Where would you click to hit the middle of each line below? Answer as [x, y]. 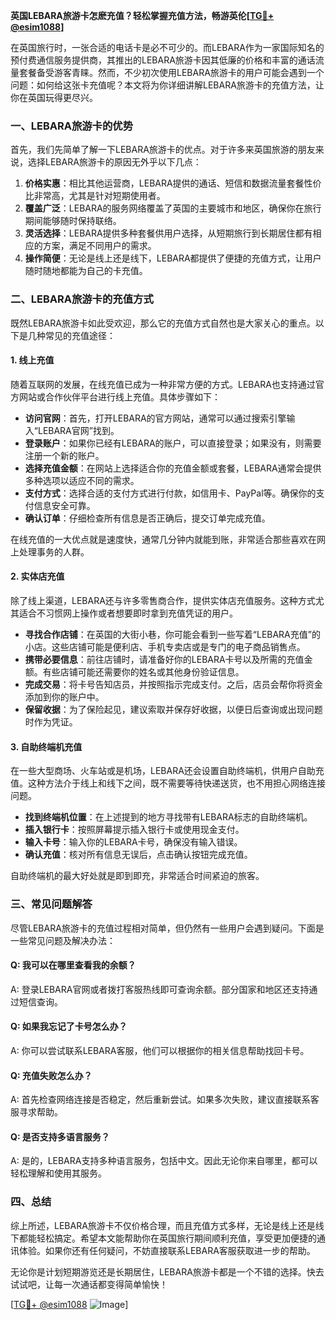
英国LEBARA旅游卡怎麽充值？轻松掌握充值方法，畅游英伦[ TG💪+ [142, 15]
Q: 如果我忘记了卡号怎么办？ [69, 1026]
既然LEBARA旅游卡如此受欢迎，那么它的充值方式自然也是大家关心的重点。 [163, 323]
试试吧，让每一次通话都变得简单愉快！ [89, 1284]
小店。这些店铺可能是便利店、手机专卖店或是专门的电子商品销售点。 [165, 647]
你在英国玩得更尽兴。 [54, 97]
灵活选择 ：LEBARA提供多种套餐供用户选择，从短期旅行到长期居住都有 [168, 233]
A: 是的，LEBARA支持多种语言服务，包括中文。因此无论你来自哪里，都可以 [164, 1161]
